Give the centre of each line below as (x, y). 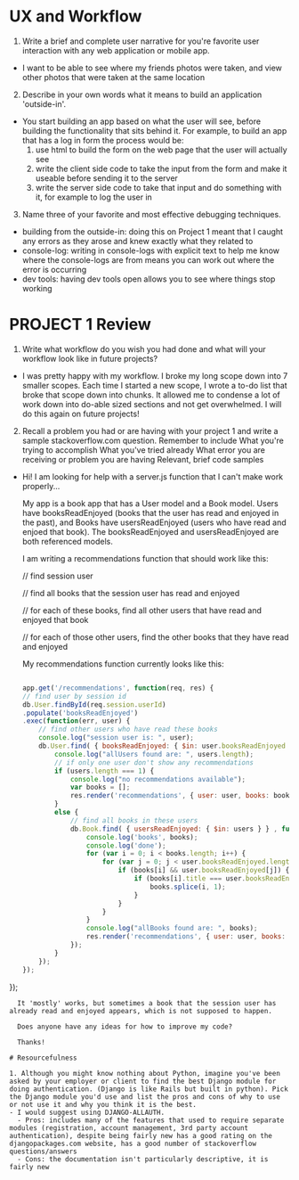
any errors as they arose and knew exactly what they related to (137, 241)
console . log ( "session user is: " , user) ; (116, 738)
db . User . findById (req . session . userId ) (94, 705)
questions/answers (43, 1151)
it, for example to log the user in (94, 197)
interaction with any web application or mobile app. (116, 50)
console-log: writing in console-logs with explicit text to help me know (151, 250)
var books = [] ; (100, 787)
